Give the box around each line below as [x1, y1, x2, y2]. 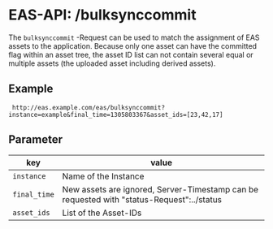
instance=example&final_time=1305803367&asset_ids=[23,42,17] [8, 110, 223, 119]
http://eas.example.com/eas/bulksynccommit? [11, 103, 165, 111]
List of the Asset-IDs [62, 207, 142, 218]
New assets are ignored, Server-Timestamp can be [62, 184, 258, 195]
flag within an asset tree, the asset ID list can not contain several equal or [8, 50, 253, 59]
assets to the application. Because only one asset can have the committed [8, 41, 258, 50]
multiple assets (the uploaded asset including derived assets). [8, 58, 216, 68]
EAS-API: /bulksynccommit [8, 6, 197, 24]
